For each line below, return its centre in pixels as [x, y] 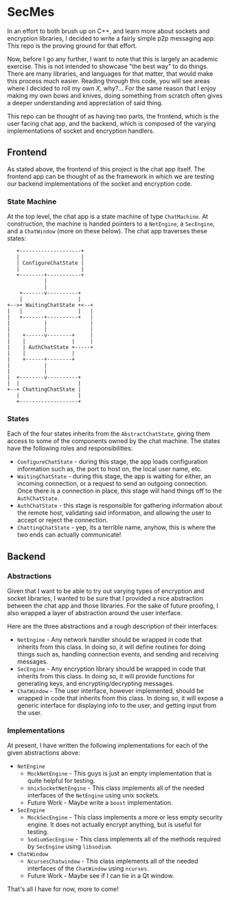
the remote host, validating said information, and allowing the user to [114, 513]
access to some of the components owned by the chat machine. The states [114, 441]
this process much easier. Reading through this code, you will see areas [109, 81]
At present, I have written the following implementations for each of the [107, 746]
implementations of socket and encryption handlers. [81, 131]
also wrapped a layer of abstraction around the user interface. [95, 613]
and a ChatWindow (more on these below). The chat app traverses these [107, 231]
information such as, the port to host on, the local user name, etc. [110, 469]
